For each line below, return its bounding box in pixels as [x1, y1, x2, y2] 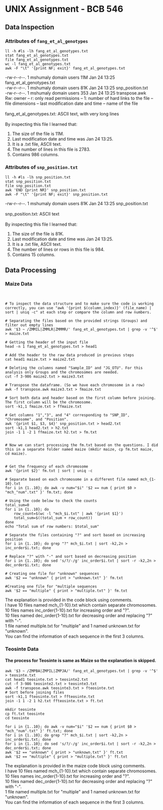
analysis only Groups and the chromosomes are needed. [5, 370, 119, 375]
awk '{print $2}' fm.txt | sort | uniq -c [5, 468, 93, 473]
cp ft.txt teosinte [5, 711, 45, 716]
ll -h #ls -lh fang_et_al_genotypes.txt [5, 48, 89, 53]
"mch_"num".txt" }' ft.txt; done [5, 728, 73, 733]
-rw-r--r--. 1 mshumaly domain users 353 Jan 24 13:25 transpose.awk [5, 90, 146, 96]
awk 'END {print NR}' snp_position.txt [5, 188, 86, 193]
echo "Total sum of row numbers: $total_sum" [5, 524, 99, 529]
